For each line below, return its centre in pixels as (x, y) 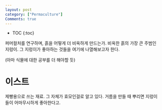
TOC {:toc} (23, 33)
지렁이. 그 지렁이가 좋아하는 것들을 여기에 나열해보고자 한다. (62, 50)
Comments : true (21, 19)
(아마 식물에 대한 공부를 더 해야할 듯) (40, 60)
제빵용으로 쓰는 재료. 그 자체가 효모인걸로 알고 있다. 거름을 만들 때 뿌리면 (75, 97)
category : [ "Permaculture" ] (34, 14)
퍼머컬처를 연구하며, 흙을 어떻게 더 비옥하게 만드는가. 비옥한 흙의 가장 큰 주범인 (81, 43)
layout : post (19, 10)
